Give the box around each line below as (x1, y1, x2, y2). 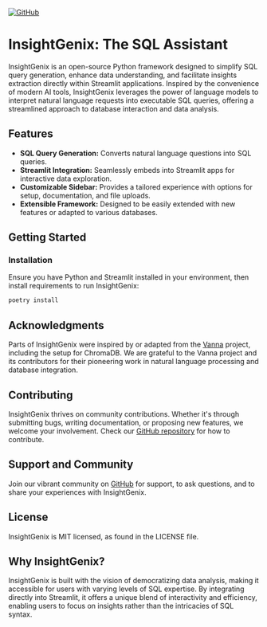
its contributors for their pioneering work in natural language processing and (8, 357, 259, 366)
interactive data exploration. (19, 174, 112, 183)
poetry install (8, 296, 59, 304)
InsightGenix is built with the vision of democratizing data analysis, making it (8, 576, 259, 586)
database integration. (8, 365, 78, 374)
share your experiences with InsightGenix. (8, 487, 147, 497)
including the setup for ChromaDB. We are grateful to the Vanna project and (8, 348, 257, 358)
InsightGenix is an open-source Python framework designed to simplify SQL (8, 61, 258, 71)
